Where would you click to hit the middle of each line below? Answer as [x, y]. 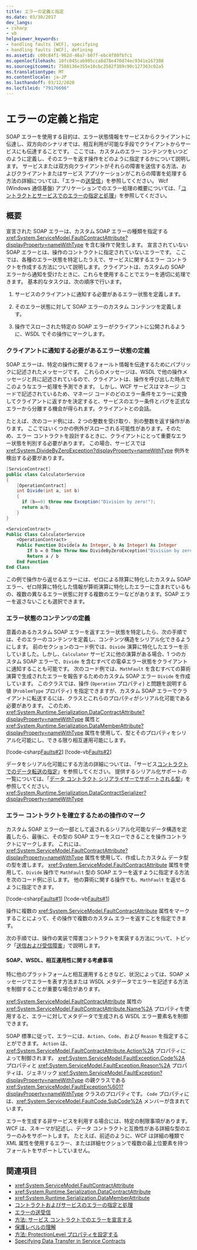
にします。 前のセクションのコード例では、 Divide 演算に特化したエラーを [95, 646]
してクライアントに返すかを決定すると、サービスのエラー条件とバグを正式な [98, 401]
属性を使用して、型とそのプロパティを [131, 732]
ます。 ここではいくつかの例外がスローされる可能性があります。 [88, 428]
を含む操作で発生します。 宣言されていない [137, 244]
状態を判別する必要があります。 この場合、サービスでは [78, 443]
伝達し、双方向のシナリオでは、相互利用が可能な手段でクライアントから [93, 144]
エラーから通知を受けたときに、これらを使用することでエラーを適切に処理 [96, 274]
